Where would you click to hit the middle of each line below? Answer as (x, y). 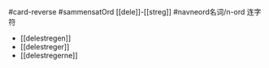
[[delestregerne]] (49, 55)
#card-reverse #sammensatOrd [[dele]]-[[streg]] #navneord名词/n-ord (127, 12)
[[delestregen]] (46, 38)
